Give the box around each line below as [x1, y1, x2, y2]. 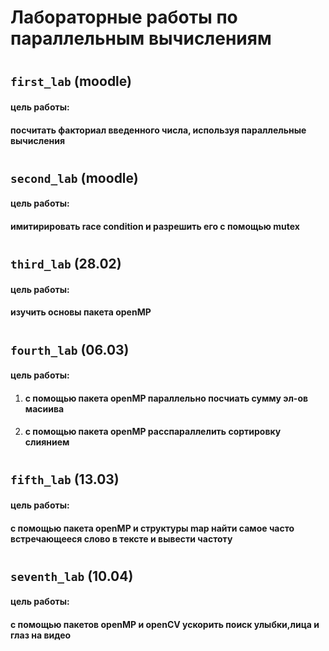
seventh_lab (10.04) [10, 567, 134, 585]
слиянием [24, 436, 70, 448]
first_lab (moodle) [10, 73, 132, 90]
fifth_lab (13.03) [10, 471, 120, 488]
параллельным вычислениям [10, 27, 272, 50]
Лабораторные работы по [10, 6, 238, 29]
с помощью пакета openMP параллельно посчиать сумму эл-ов [24, 392, 309, 404]
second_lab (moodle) [10, 169, 139, 186]
